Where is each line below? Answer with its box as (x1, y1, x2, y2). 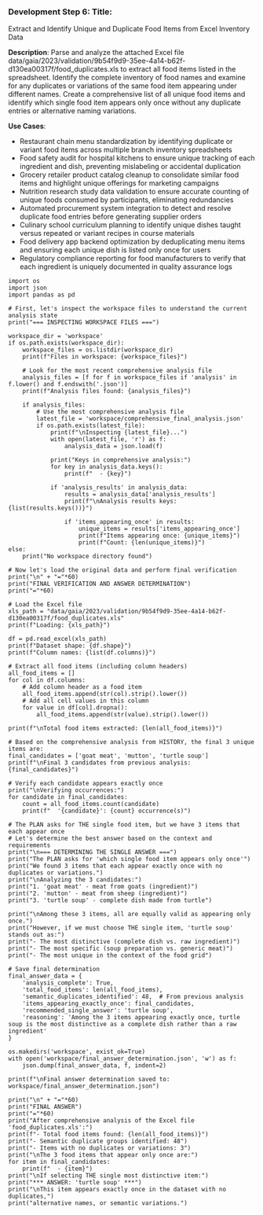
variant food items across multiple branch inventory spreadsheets (19, 145, 233, 155)
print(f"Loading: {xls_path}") (8, 621, 111, 629)
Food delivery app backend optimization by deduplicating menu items (19, 237, 246, 246)
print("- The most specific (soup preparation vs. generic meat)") (8, 944, 234, 953)
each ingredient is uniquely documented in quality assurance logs (19, 262, 233, 271)
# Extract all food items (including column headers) (8, 663, 188, 671)
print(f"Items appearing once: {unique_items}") (78, 532, 241, 540)
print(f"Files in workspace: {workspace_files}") (22, 353, 188, 361)
